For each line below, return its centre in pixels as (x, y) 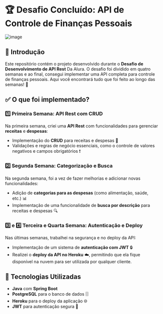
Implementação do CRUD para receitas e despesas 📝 (65, 141)
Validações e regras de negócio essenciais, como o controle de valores (83, 146)
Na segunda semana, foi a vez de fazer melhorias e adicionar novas (73, 178)
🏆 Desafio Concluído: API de (65, 10)
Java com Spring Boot (35, 288)
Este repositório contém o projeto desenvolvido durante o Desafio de (74, 63)
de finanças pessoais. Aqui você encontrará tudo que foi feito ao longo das (80, 79)
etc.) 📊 (19, 198)
